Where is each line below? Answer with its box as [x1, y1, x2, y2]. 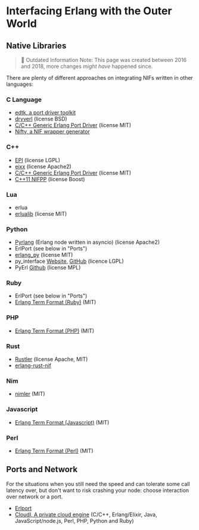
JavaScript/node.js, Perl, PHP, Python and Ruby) [14, 517, 134, 524]
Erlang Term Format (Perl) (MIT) [14, 447, 94, 454]
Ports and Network [6, 464, 78, 475]
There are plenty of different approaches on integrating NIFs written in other [6, 75, 194, 81]
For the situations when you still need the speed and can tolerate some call [6, 480, 190, 487]
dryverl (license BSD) [14, 115, 67, 123]
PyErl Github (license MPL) [14, 264, 81, 271]
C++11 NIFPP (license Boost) [14, 175, 85, 182]
